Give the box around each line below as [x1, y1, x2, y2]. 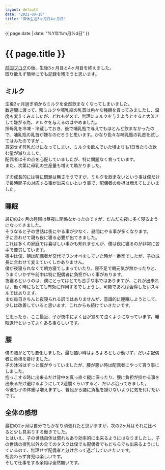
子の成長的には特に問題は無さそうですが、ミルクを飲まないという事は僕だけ [5, 174, 160, 180]
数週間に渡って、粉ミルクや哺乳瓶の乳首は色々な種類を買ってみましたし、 [5, 107, 155, 113]
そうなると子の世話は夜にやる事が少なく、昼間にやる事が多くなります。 [5, 228, 151, 234]
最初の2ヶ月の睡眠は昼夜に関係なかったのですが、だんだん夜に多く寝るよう [5, 216, 159, 222]
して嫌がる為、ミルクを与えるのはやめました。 [5, 119, 100, 126]
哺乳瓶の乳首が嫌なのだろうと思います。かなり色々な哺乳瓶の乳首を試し [13, 132, 160, 138]
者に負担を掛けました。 [5, 356, 53, 362]
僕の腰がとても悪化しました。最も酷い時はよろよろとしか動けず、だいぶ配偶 [5, 349, 160, 355]
